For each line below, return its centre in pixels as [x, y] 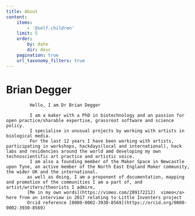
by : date [38, 45]
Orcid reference [47, 203]
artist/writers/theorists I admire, [51, 188]
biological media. [28, 136]
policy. [16, 126]
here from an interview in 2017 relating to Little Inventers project [94, 198]
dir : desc [39, 50]
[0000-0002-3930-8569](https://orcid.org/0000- [128, 203]
